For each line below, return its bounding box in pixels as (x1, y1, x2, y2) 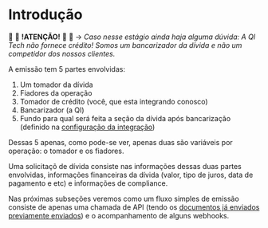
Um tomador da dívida (19, 80, 93, 89)
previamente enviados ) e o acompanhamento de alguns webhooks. (8, 210, 230, 220)
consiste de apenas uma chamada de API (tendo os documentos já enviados (8, 202, 260, 212)
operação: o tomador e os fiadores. (8, 146, 124, 155)
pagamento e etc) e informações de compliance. (8, 178, 168, 188)
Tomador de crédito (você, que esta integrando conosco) (19, 96, 209, 106)
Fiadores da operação (19, 88, 93, 97)
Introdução (8, 6, 83, 24)
